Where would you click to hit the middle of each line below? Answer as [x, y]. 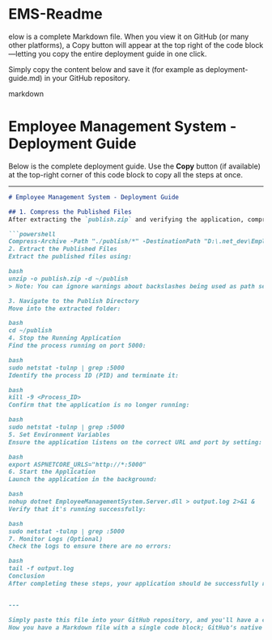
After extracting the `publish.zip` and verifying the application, [126, 220]
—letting [22, 53]
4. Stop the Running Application [65, 338]
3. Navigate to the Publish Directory [74, 301]
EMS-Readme [55, 14]
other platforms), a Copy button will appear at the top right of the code [126, 45]
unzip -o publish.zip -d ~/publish [68, 279]
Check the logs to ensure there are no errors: [90, 546]
